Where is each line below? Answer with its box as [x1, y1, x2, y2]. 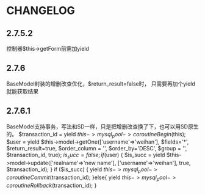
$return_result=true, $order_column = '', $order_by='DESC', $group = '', [6, 145, 187, 152]
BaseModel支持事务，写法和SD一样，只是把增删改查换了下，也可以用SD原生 [6, 123, 199, 130]
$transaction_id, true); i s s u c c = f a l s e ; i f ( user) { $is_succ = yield [6, 151, 165, 160]
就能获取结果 [6, 87, 38, 95]
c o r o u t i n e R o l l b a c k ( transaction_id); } [6, 182, 97, 189]
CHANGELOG [6, 4, 75, 18]
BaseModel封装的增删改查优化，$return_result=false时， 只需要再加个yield [6, 80, 195, 87]
